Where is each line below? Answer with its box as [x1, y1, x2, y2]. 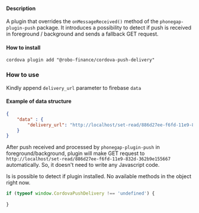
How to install [6, 44, 41, 51]
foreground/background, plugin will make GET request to [6, 150, 145, 157]
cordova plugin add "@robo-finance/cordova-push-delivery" [6, 57, 155, 63]
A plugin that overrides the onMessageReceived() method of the [6, 18, 159, 25]
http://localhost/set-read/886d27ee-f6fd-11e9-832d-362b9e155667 [6, 156, 171, 162]
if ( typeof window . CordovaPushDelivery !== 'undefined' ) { [6, 191, 155, 196]
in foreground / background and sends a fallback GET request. [6, 30, 159, 38]
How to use [6, 71, 40, 79]
